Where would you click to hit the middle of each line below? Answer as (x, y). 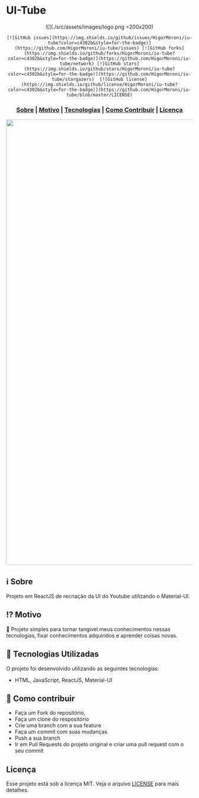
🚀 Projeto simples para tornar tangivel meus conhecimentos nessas (88, 629)
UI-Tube (26, 10)
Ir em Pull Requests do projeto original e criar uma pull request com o (99, 745)
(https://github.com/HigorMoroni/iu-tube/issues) (77, 48)
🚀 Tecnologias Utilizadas (52, 654)
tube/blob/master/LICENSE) (99, 95)
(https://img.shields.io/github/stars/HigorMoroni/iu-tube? (99, 69)
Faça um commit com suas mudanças (61, 732)
